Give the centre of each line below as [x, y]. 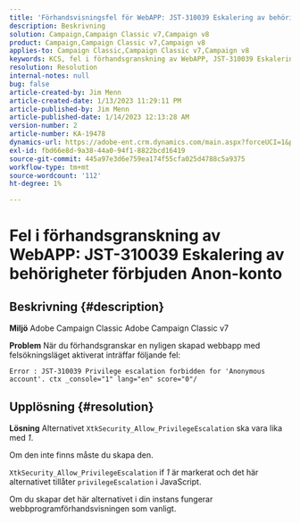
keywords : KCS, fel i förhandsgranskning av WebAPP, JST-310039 [131, 59]
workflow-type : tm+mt [50, 167]
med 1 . [21, 437]
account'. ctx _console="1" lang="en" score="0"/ [104, 380]
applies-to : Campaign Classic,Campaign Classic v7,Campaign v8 [129, 51]
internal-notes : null [50, 76]
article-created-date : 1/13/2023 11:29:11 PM [95, 101]
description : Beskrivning [57, 26]
